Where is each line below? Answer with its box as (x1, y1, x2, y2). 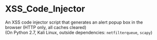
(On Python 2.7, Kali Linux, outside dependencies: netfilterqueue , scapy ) (5, 29, 153, 35)
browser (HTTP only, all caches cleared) (5, 24, 87, 30)
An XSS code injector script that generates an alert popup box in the (5, 19, 143, 25)
